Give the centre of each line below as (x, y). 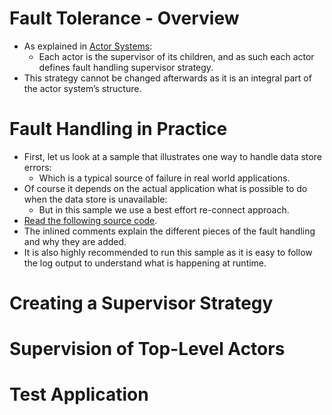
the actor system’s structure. (82, 88)
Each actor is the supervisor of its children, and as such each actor (176, 56)
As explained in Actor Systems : (88, 46)
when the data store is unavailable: (95, 199)
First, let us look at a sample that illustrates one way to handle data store (172, 156)
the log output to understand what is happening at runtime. (145, 263)
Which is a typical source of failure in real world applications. (164, 178)
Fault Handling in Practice (118, 129)
